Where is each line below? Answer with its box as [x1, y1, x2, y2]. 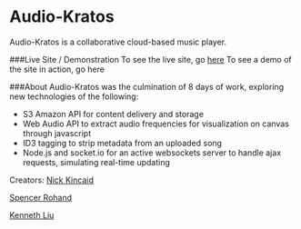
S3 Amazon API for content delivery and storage [22, 108, 205, 119]
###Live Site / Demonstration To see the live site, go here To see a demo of [9, 54, 293, 65]
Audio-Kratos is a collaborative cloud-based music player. [9, 36, 227, 47]
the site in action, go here [9, 64, 105, 75]
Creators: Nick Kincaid [9, 174, 94, 185]
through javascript [22, 127, 92, 138]
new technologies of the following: [9, 91, 139, 102]
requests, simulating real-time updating [22, 156, 171, 167]
